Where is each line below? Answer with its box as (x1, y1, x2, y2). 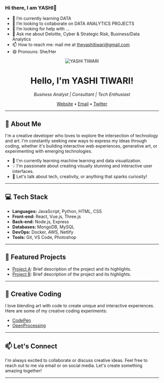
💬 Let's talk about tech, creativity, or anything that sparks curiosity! (12, 173, 147, 180)
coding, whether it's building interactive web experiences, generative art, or (5, 143, 158, 149)
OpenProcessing (12, 322, 46, 329)
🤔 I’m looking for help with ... (12, 26, 70, 32)
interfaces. (12, 169, 34, 174)
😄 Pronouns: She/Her (12, 49, 57, 55)
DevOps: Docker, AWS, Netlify (12, 229, 74, 235)
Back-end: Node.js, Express (12, 218, 69, 224)
